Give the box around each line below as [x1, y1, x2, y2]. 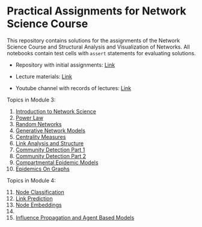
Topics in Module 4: [7, 177, 56, 184]
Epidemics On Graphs [15, 165, 70, 172]
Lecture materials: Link [15, 73, 73, 80]
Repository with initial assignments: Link [15, 61, 115, 68]
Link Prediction [15, 195, 53, 202]
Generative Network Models [15, 127, 86, 134]
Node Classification [15, 188, 65, 196]
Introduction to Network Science [15, 107, 97, 115]
